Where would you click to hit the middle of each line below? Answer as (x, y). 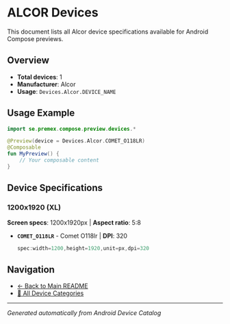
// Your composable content (59, 160)
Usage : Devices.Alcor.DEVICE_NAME (66, 91)
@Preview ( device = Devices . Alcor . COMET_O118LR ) (76, 141)
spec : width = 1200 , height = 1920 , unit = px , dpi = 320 (83, 248)
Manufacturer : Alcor (46, 84)
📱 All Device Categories (50, 293)
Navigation (31, 270)
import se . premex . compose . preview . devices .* (72, 129)
